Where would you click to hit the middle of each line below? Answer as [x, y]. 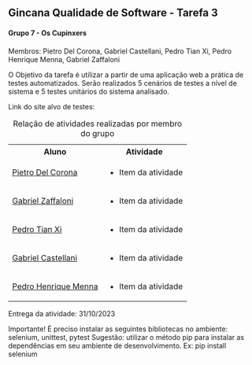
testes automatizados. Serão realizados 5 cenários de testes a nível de [123, 83]
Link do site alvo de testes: [52, 106]
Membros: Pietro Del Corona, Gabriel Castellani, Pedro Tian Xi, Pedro [120, 51]
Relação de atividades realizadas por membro [98, 124]
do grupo [98, 133]
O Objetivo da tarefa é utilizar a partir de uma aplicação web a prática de [126, 75]
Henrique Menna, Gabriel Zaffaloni [64, 59]
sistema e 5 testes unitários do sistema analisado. [89, 91]
